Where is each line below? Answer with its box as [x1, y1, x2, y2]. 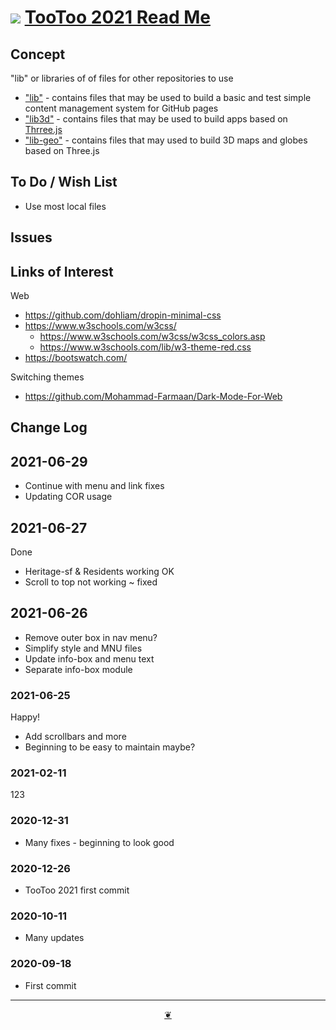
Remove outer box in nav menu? [24, 631, 158, 643]
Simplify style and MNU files [24, 642, 143, 654]
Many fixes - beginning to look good [24, 836, 175, 848]
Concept [10, 46, 66, 63]
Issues [10, 229, 53, 246]
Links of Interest [10, 263, 114, 280]
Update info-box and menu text [24, 652, 155, 665]
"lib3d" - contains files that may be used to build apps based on [24, 113, 288, 125]
